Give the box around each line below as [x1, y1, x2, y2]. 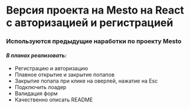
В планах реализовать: [6, 51, 67, 59]
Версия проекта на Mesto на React [6, 4, 185, 17]
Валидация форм [14, 90, 58, 97]
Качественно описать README [14, 96, 93, 103]
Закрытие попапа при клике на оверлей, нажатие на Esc [14, 77, 158, 84]
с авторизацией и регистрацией [6, 16, 173, 30]
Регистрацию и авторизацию [14, 65, 89, 72]
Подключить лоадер [14, 84, 67, 91]
